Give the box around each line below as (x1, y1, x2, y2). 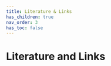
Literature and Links (6, 50, 106, 63)
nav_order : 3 (6, 19, 38, 25)
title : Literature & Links (6, 8, 72, 15)
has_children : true (6, 14, 54, 20)
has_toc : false (6, 25, 43, 31)
